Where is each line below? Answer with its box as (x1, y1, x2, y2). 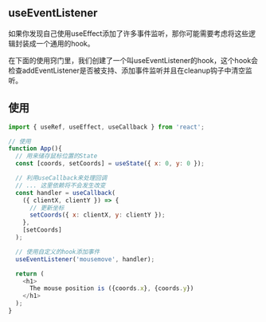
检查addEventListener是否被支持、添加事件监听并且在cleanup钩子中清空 (8, 66, 245, 75)
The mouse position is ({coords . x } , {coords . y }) (29, 284, 194, 292)
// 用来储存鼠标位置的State (15, 152, 98, 161)
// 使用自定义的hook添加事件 (15, 248, 100, 256)
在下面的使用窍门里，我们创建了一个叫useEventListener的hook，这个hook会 (8, 55, 259, 65)
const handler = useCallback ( (15, 189, 115, 197)
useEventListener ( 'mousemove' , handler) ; (15, 255, 155, 263)
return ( (15, 269, 45, 278)
